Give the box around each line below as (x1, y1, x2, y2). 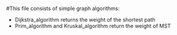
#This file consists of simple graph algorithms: (6, 5, 120, 12)
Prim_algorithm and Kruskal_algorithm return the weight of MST (14, 23, 171, 29)
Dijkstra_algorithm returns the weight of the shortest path (14, 16, 156, 23)
